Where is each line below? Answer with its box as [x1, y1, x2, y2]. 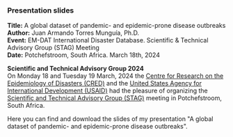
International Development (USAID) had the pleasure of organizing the [7, 86, 209, 95]
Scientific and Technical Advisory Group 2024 [7, 65, 144, 73]
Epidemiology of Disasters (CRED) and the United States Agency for [7, 79, 202, 88]
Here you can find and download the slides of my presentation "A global [7, 115, 214, 123]
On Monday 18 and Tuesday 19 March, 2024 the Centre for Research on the [7, 72, 224, 80]
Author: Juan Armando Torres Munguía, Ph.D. [7, 29, 140, 37]
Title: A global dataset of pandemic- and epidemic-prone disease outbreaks [7, 22, 226, 30]
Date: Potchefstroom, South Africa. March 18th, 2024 [7, 51, 160, 59]
